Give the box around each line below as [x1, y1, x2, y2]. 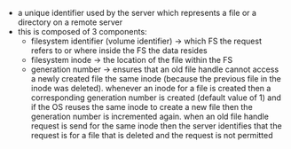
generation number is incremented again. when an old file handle [30, 111, 269, 122]
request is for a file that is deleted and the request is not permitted [30, 130, 273, 140]
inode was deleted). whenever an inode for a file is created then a [30, 83, 271, 93]
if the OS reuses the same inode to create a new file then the [30, 102, 253, 112]
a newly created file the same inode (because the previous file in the [30, 74, 281, 83]
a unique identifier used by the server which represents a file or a [17, 8, 257, 18]
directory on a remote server [17, 17, 122, 27]
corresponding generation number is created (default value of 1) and [30, 92, 282, 103]
